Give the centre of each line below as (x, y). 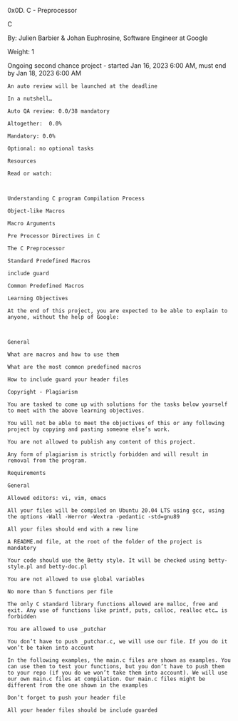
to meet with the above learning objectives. (76, 411)
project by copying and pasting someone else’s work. (89, 429)
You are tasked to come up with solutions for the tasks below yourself (118, 404)
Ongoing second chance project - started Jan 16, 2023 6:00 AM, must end (117, 66)
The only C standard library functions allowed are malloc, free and (113, 604)
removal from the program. (47, 461)
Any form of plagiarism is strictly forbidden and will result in (108, 454)
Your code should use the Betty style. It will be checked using (106, 561)
